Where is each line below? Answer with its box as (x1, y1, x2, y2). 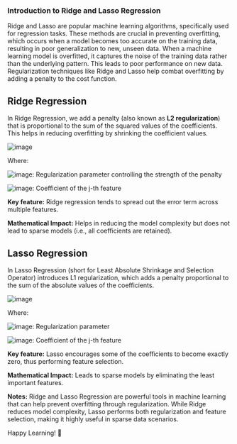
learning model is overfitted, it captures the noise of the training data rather (7, 52, 228, 60)
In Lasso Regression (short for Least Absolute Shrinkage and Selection (7, 265, 214, 274)
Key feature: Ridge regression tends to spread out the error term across (7, 198, 219, 206)
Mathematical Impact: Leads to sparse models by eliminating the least (7, 371, 215, 379)
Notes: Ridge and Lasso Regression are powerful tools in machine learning (7, 392, 226, 401)
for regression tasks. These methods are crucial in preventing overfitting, (7, 29, 221, 38)
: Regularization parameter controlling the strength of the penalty (32, 170, 222, 179)
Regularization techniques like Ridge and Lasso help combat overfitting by (7, 67, 224, 76)
